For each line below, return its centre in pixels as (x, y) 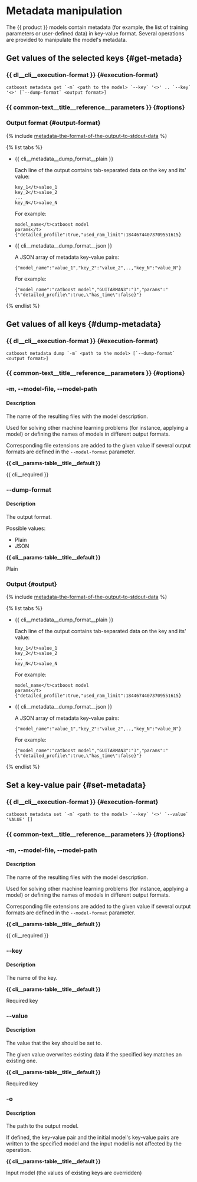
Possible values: (26, 528)
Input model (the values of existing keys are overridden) (74, 1173)
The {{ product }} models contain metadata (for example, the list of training (97, 27)
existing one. (22, 1061)
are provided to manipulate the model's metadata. (67, 39)
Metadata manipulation (64, 11)
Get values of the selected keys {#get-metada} (94, 58)
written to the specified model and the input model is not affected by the (94, 1144)
